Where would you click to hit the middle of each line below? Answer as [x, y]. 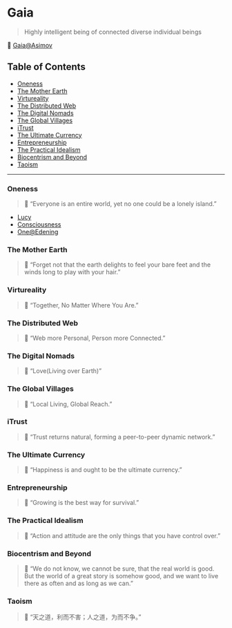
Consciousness [39, 225]
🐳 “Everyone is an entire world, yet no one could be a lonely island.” [120, 204]
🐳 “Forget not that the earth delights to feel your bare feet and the [117, 265]
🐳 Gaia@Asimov [30, 45]
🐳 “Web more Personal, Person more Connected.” [95, 338]
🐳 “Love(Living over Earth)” [63, 371]
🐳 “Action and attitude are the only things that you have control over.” [122, 535]
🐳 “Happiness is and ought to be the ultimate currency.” [103, 470]
